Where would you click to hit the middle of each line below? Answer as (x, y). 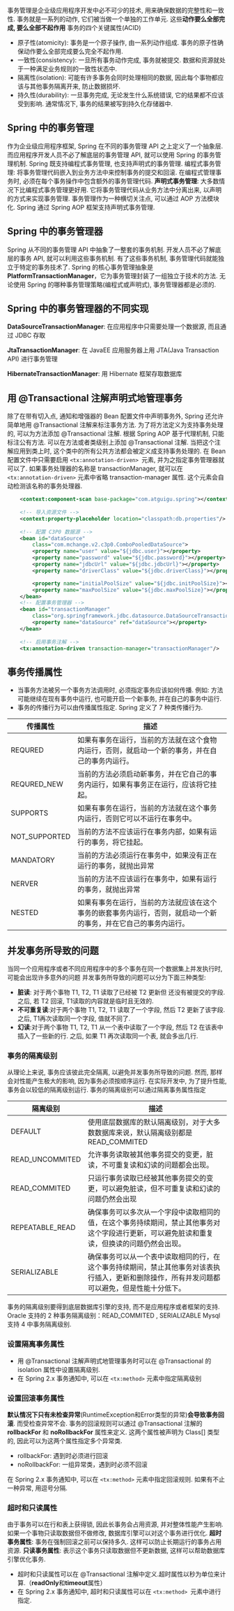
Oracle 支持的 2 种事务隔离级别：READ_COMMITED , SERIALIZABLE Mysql (114, 1315)
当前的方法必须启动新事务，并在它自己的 (144, 774)
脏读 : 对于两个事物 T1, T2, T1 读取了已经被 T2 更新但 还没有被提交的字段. (121, 992)
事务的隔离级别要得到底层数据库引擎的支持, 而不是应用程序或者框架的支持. (114, 1307)
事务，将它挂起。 (119, 842)
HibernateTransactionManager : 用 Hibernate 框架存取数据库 (95, 374)
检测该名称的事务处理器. (48, 486)
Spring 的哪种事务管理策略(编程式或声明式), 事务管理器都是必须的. (122, 284)
